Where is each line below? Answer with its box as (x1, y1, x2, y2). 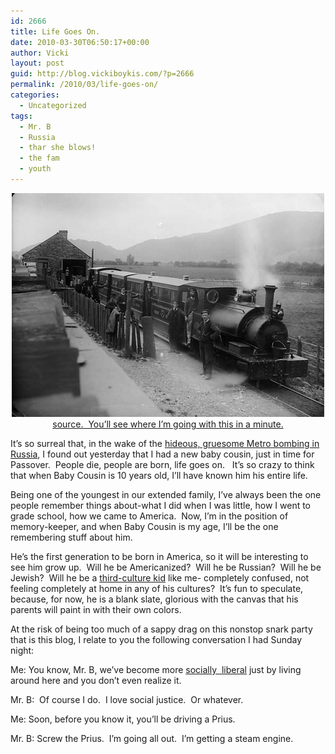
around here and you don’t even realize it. (10, 674, 182, 686)
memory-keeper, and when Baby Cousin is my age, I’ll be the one (10, 520, 279, 532)
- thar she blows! (19, 143, 97, 153)
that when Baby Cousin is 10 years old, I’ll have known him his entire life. (10, 469, 308, 481)
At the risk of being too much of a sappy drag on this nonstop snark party (10, 623, 313, 635)
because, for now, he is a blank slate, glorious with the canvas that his (10, 593, 299, 605)
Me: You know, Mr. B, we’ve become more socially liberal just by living (10, 663, 302, 675)
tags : (10, 111, 33, 121)
